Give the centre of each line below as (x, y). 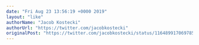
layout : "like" (25, 17)
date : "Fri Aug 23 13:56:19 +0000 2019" (57, 11)
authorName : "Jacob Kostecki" (44, 22)
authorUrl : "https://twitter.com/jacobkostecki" (67, 28)
